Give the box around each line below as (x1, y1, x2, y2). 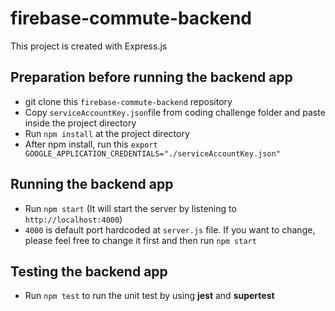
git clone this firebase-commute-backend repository (24, 95, 233, 107)
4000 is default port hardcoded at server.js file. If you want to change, (24, 223, 316, 236)
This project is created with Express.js (10, 40, 168, 52)
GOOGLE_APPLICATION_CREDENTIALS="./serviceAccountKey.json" (24, 148, 281, 159)
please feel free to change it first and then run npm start (24, 234, 257, 246)
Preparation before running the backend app (10, 69, 293, 86)
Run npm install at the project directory (24, 127, 190, 139)
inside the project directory (24, 117, 137, 129)
